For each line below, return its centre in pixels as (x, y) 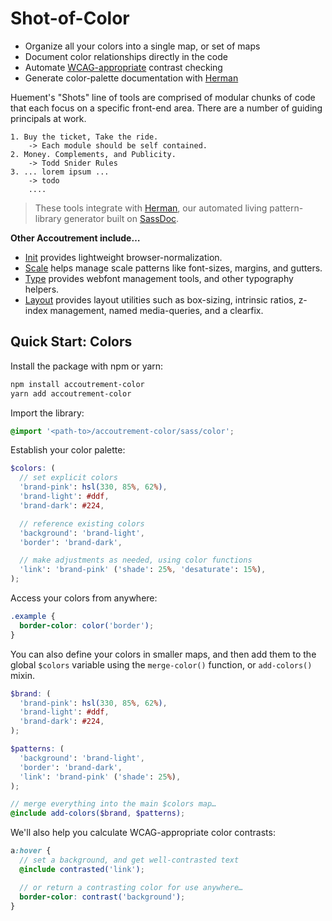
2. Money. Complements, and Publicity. (93, 154)
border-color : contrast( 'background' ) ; (102, 897)
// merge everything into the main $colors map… (113, 804)
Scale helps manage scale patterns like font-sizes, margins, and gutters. (173, 268)
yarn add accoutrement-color (71, 393)
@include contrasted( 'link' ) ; (82, 869)
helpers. (42, 289)
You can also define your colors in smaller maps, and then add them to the (163, 654)
